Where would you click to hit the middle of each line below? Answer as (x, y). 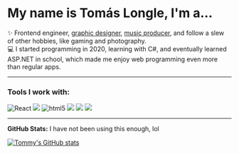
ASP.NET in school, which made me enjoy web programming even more (113, 59)
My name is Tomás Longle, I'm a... (110, 13)
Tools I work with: (38, 92)
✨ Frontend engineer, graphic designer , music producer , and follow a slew (116, 33)
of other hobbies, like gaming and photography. (77, 41)
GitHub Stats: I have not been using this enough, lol (83, 129)
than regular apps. (34, 66)
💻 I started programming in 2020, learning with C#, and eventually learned (117, 48)
